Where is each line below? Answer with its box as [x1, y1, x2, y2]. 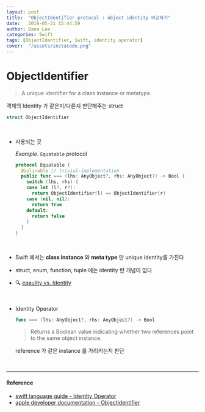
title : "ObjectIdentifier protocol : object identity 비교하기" [6, 15, 171, 21]
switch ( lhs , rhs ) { [26, 179, 79, 185]
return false [31, 213, 65, 219]
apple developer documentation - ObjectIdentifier [15, 399, 140, 407]
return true [31, 201, 62, 208]
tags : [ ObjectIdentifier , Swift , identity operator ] [6, 37, 143, 43]
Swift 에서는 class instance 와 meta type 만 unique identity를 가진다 [15, 254, 184, 261]
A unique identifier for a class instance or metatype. [21, 89, 152, 96]
